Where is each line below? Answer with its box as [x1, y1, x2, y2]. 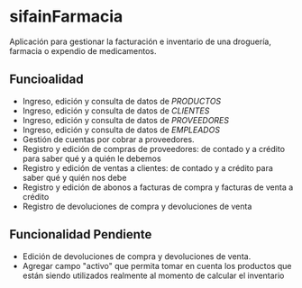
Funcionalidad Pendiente [9, 227, 152, 242]
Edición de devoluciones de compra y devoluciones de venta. [22, 250, 252, 262]
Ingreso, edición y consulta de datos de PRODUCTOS [22, 95, 222, 106]
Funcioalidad [9, 72, 84, 87]
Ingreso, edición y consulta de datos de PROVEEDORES [22, 114, 230, 125]
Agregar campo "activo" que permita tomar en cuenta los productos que [22, 260, 292, 271]
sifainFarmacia [9, 6, 124, 27]
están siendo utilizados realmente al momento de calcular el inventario [22, 270, 285, 281]
